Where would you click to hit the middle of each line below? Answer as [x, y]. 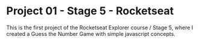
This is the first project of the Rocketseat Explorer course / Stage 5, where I [100, 27]
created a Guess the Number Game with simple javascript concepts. [91, 33]
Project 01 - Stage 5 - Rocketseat [90, 11]
